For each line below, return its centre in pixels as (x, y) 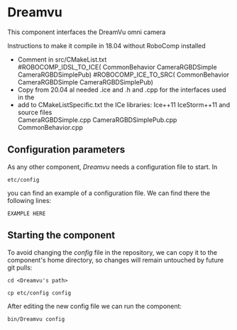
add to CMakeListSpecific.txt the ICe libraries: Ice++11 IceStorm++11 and (124, 104)
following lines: (29, 200)
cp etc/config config (39, 293)
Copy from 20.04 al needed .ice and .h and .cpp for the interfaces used (122, 89)
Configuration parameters (66, 150)
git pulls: (20, 268)
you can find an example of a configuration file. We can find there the (109, 193)
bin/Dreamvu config (36, 319)
